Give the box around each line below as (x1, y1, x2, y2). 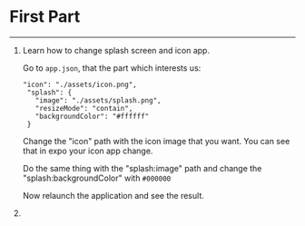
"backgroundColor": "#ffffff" (34, 112, 150, 121)
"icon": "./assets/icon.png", (22, 80, 138, 89)
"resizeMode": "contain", (34, 103, 133, 113)
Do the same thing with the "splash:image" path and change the (22, 162, 262, 173)
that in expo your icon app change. (22, 145, 153, 156)
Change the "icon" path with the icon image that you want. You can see (22, 135, 290, 146)
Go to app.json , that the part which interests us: (22, 62, 202, 74)
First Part (9, 6, 81, 27)
